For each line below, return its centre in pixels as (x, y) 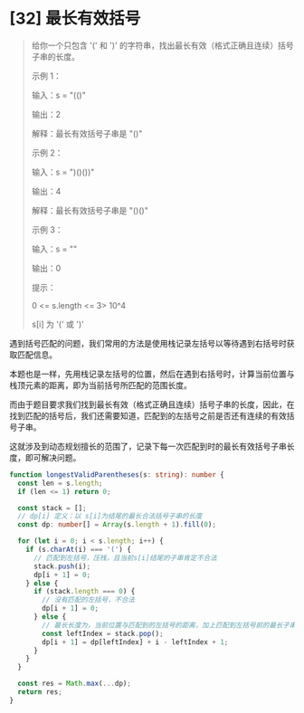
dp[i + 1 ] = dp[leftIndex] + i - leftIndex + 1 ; (135, 642)
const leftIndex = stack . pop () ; (103, 633)
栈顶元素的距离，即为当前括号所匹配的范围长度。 (100, 385)
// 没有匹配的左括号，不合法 (89, 600)
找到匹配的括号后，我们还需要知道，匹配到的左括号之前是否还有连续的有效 (148, 415)
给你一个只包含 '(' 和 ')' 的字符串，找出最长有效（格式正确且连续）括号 (162, 45)
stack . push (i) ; (62, 566)
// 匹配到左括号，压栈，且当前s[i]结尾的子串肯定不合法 (125, 557)
